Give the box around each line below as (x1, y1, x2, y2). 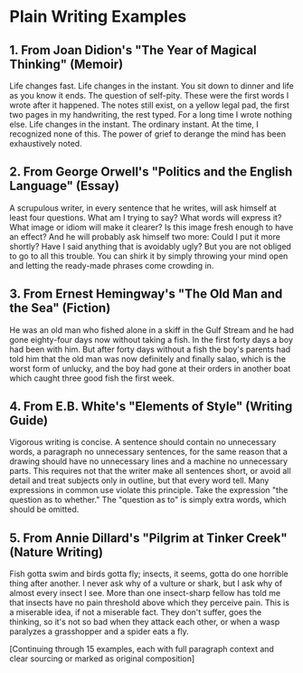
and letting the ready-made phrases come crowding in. (9, 260, 214, 270)
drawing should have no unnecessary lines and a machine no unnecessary (9, 456, 288, 467)
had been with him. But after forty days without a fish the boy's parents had (9, 344, 291, 355)
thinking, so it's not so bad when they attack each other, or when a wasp (9, 617, 280, 628)
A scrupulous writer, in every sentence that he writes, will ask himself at (9, 202, 278, 213)
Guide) (9, 413, 48, 429)
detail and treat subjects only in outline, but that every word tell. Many (9, 475, 270, 486)
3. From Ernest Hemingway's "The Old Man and (9, 287, 283, 302)
